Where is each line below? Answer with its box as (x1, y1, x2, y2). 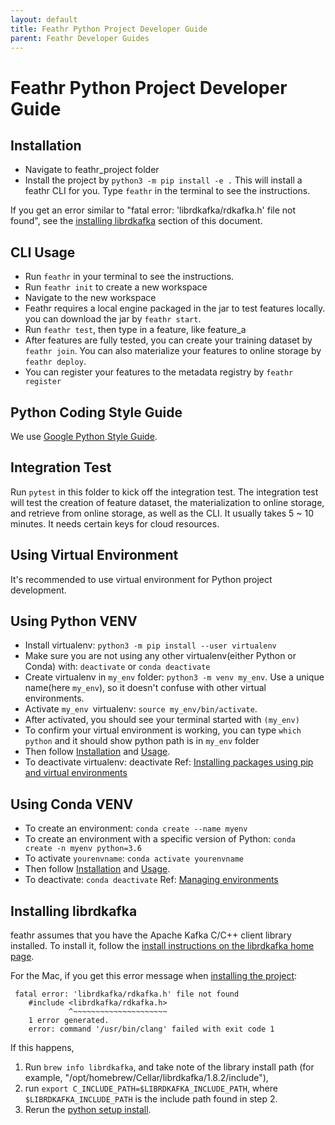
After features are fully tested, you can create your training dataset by (24, 334, 313, 346)
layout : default (10, 14, 78, 25)
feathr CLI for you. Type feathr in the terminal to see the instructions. (24, 185, 311, 197)
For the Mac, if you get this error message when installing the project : (10, 970, 298, 982)
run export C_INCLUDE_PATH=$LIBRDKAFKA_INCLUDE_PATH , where (24, 1082, 278, 1095)
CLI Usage (10, 244, 76, 261)
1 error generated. (28, 1016, 110, 1026)
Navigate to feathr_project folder (24, 164, 160, 176)
